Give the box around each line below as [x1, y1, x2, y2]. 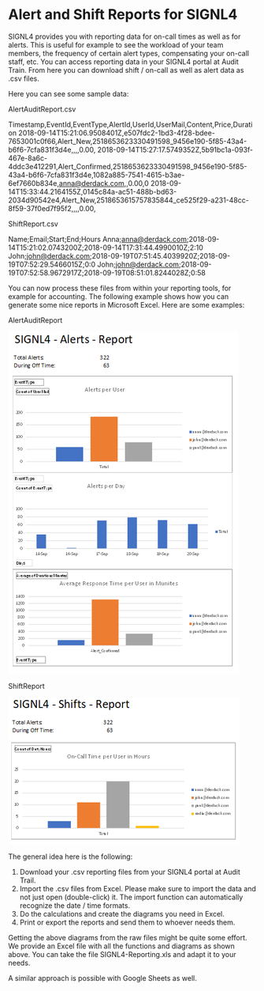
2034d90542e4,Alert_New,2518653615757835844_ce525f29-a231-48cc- [8, 195, 250, 205]
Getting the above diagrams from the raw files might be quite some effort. [8, 932, 247, 942]
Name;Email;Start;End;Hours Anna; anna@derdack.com [8, 234, 188, 244]
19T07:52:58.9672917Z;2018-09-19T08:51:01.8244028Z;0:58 [8, 267, 206, 278]
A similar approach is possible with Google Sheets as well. [8, 973, 197, 982]
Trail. [19, 876, 36, 885]
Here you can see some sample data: [8, 89, 129, 98]
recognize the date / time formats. [19, 900, 131, 910]
